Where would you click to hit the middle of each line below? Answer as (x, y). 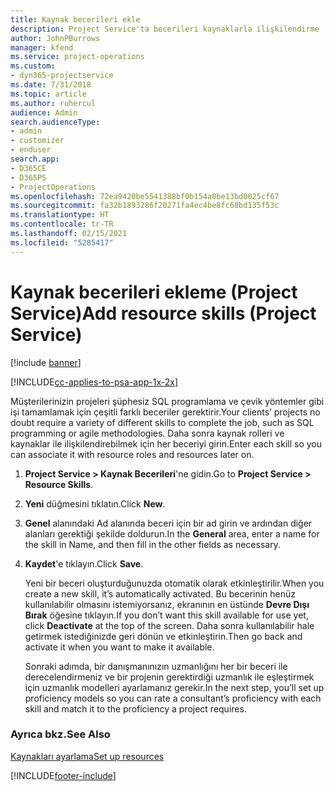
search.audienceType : (55, 122)
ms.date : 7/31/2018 (51, 85)
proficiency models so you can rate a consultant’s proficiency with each (173, 698)
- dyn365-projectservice (62, 76)
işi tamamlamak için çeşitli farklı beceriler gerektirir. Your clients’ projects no (165, 412)
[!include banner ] (46, 362)
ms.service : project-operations (77, 57)
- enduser (31, 150)
